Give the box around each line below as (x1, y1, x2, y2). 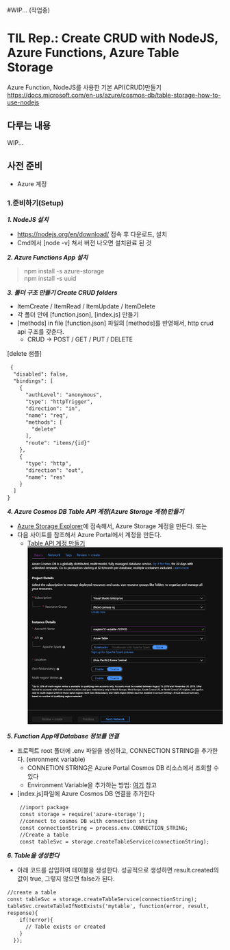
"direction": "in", (25, 405, 81, 412)
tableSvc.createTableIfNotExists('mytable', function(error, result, (7, 903, 210, 910)
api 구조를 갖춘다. (16, 327, 64, 335)
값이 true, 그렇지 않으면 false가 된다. (16, 874, 115, 883)
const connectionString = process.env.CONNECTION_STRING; (19, 825, 188, 832)
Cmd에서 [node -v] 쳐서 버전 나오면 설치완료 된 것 (16, 238, 152, 247)
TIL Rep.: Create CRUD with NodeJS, (7, 30, 218, 46)
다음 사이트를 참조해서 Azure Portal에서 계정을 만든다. (16, 530, 162, 539)
